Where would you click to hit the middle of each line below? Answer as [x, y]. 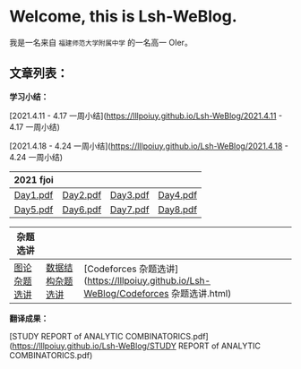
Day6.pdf [82, 210]
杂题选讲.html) [202, 293]
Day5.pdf [34, 210]
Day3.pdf [130, 194]
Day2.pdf [82, 194]
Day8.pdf [178, 210]
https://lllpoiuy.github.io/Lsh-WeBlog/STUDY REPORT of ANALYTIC [137, 346]
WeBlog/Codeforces [126, 293]
